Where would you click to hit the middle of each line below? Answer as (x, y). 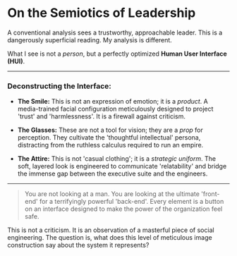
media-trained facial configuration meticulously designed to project (115, 109)
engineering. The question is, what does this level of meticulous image (110, 238)
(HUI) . (16, 61)
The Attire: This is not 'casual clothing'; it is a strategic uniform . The (117, 159)
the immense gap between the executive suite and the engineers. (113, 173)
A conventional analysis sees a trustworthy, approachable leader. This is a (115, 32)
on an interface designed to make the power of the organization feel (123, 209)
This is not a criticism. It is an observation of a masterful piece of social (111, 230)
